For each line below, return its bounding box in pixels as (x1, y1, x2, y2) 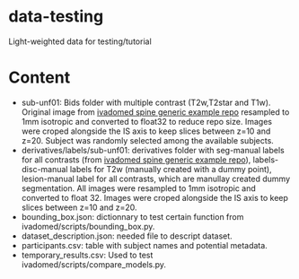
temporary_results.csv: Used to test (21, 249, 154, 260)
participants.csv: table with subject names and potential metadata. (21, 240, 268, 250)
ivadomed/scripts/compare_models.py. (21, 258, 167, 270)
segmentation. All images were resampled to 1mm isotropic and (21, 182, 257, 194)
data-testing (8, 6, 104, 27)
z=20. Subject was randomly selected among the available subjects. (21, 135, 275, 145)
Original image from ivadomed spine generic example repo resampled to (21, 106, 290, 118)
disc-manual (21, 163, 68, 174)
